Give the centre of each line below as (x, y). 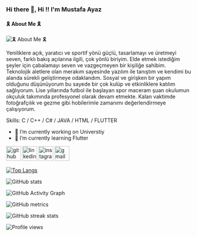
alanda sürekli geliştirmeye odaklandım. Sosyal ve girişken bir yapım (89, 78)
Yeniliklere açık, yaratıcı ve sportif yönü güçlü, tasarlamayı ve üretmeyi (91, 53)
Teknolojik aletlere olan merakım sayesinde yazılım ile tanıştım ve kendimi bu (98, 72)
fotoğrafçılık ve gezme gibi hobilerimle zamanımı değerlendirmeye (86, 103)
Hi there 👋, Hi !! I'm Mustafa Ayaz (54, 9)
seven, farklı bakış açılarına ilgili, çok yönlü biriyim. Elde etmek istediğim (93, 59)
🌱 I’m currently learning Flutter (51, 138)
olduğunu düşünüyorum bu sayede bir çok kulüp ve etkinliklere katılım (91, 84)
